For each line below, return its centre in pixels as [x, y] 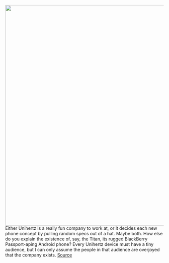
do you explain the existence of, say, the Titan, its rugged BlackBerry [76, 239]
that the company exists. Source [39, 255]
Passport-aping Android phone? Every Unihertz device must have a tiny [79, 244]
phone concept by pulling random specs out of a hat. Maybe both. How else [84, 234]
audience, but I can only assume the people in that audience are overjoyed [82, 250]
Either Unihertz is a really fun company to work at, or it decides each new [81, 228]
